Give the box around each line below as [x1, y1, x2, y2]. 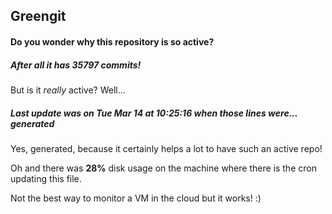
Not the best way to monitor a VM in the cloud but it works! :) [10, 192, 262, 204]
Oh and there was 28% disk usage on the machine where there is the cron [10, 162, 317, 174]
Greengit [10, 8, 67, 25]
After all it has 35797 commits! [10, 59, 142, 71]
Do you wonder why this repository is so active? [10, 35, 215, 48]
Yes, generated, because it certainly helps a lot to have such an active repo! [10, 142, 323, 154]
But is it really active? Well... [10, 84, 126, 96]
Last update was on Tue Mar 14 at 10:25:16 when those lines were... [10, 107, 298, 119]
